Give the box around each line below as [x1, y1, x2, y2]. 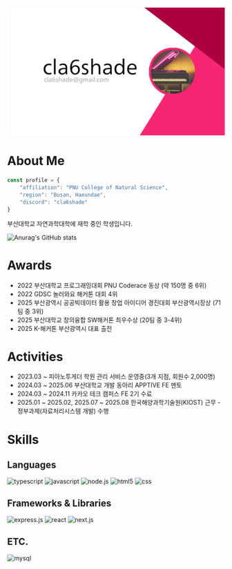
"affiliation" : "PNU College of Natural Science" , [19, 184, 168, 191]
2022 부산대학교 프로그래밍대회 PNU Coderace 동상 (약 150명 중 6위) [17, 281, 207, 289]
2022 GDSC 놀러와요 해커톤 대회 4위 [17, 289, 118, 298]
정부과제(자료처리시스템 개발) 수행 [17, 407, 109, 415]
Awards [7, 257, 52, 273]
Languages [7, 459, 57, 471]
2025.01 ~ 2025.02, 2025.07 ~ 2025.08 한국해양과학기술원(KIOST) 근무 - [17, 398, 221, 407]
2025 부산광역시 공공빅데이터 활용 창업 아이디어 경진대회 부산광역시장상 [17, 298, 211, 307]
